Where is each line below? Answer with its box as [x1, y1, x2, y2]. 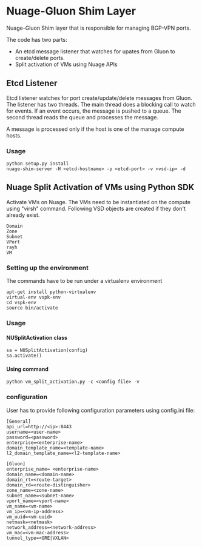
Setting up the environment [6, 264, 89, 272]
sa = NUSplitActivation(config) [6, 347, 88, 354]
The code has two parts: [6, 36, 68, 43]
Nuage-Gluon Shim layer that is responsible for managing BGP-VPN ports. [6, 24, 191, 31]
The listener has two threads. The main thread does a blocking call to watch [6, 101, 196, 108]
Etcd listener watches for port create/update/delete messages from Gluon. [6, 94, 193, 101]
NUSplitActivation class [6, 334, 68, 341]
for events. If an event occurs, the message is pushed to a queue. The [6, 107, 181, 114]
